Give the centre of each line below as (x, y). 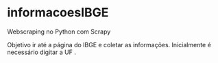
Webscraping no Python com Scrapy (59, 32)
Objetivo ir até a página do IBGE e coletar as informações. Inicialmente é (109, 45)
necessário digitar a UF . (42, 52)
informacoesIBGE (58, 13)
